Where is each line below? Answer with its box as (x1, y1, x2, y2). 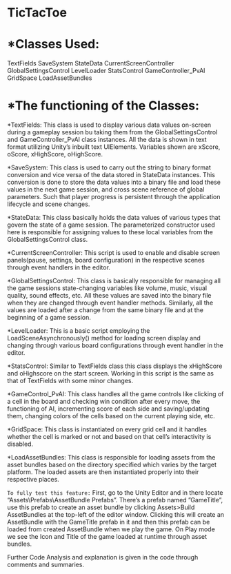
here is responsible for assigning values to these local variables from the (7, 228, 214, 236)
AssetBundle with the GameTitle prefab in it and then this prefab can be (7, 518, 210, 526)
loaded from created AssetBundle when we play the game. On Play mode (7, 525, 215, 533)
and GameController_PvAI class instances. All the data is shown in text (7, 136, 207, 144)
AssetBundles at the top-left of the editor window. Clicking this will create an (7, 511, 225, 519)
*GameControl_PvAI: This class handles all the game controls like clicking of (7, 390, 224, 398)
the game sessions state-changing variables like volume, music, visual (7, 284, 208, 292)
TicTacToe (7, 5, 68, 21)
